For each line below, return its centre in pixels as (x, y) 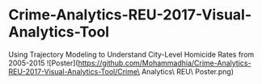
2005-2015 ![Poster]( (43, 63)
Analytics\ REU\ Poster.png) (188, 71)
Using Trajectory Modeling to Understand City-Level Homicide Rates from (131, 54)
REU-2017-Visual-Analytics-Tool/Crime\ (74, 71)
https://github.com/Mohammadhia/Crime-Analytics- (165, 63)
